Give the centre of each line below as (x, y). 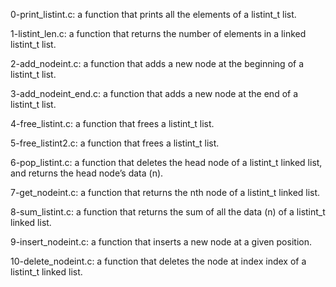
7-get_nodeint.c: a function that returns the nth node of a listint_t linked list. (165, 192)
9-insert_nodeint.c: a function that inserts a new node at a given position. (161, 242)
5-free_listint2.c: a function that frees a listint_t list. (115, 143)
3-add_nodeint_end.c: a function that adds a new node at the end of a (154, 93)
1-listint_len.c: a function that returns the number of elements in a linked (158, 33)
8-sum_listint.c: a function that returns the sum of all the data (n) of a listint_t (168, 212)
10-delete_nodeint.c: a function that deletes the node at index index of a (158, 261)
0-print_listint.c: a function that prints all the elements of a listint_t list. (153, 14)
